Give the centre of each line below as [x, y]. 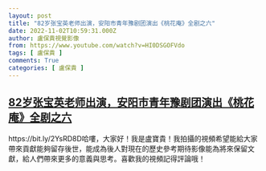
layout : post [30, 16]
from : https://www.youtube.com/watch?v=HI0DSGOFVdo [96, 46]
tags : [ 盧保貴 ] [35, 53]
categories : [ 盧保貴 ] [46, 68]
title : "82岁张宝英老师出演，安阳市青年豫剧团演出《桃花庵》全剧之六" [112, 23]
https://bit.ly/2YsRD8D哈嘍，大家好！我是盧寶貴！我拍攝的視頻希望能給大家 [133, 138]
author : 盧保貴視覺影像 [44, 38]
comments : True [34, 61]
